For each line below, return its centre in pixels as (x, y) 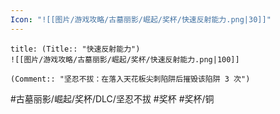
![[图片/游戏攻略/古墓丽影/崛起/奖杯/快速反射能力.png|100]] (125, 59)
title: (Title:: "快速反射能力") (75, 49)
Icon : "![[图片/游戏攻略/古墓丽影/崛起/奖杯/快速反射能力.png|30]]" (141, 19)
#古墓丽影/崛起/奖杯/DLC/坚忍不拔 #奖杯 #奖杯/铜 (112, 98)
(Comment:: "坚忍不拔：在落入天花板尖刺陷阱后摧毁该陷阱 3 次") (130, 79)
